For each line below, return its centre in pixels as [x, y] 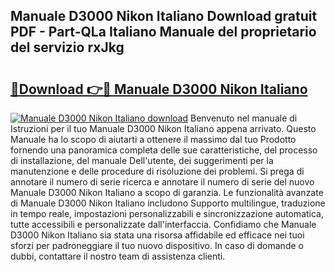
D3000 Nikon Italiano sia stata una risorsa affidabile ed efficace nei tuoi [157, 235]
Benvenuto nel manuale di [243, 118]
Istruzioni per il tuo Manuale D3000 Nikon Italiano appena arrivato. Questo [163, 128]
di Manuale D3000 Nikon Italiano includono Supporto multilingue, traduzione [168, 203]
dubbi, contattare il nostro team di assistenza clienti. [118, 256]
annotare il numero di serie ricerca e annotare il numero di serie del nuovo [162, 182]
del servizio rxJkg [67, 47]
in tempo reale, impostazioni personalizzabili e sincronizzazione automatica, [167, 213]
